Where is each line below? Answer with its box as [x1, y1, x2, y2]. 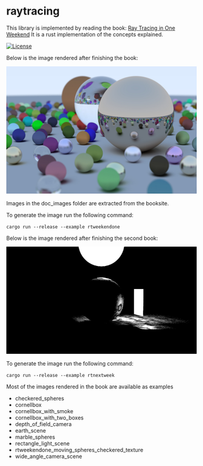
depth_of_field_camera [14, 421, 72, 428]
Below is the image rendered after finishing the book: [6, 54, 138, 61]
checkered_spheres [14, 395, 65, 402]
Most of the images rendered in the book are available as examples [6, 383, 173, 390]
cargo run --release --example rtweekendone [6, 224, 120, 230]
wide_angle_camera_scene [14, 453, 83, 460]
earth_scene [14, 427, 47, 434]
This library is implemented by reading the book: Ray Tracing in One [6, 24, 175, 32]
